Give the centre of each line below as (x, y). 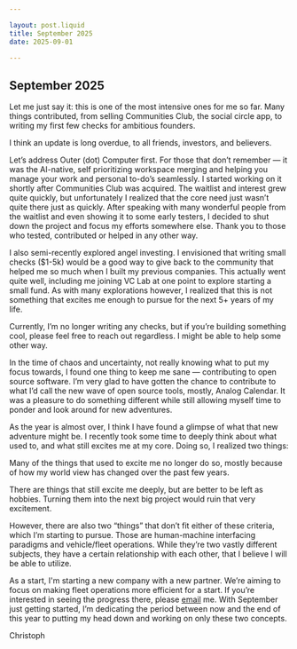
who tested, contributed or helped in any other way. (104, 235)
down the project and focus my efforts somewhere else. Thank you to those (148, 226)
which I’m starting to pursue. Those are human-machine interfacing (133, 535)
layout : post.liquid (47, 25)
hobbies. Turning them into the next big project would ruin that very (132, 499)
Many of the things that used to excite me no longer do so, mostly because (146, 463)
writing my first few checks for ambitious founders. (102, 126)
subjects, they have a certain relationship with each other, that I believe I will (148, 554)
